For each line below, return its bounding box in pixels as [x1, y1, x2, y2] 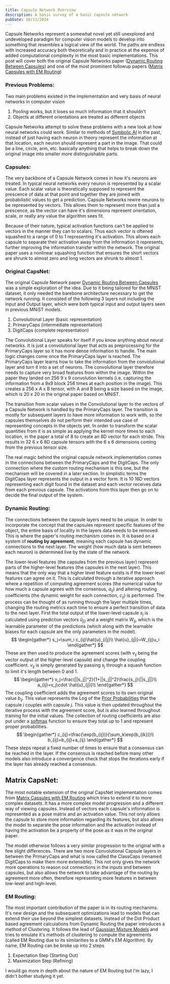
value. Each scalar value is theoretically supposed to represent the [5, 185, 145, 192]
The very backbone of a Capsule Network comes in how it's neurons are [5, 175, 157, 181]
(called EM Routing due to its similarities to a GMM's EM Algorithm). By [5, 937, 153, 943]
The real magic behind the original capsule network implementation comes [5, 454, 162, 460]
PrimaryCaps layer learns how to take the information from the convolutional [5, 359, 165, 365]
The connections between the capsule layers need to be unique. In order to [5, 516, 163, 523]
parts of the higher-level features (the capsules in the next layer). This [5, 564, 152, 570]
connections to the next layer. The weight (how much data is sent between [5, 543, 161, 550]
